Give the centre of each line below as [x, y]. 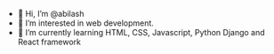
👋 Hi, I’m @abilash [51, 14]
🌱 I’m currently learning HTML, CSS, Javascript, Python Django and [141, 32]
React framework [49, 42]
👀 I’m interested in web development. [85, 23]
